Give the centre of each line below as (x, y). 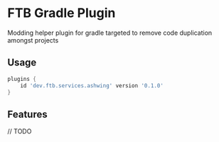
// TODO (20, 131)
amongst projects (33, 40)
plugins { (22, 79)
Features (27, 114)
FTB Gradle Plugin (62, 13)
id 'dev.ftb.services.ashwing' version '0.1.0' (92, 86)
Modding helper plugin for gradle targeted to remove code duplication (110, 33)
